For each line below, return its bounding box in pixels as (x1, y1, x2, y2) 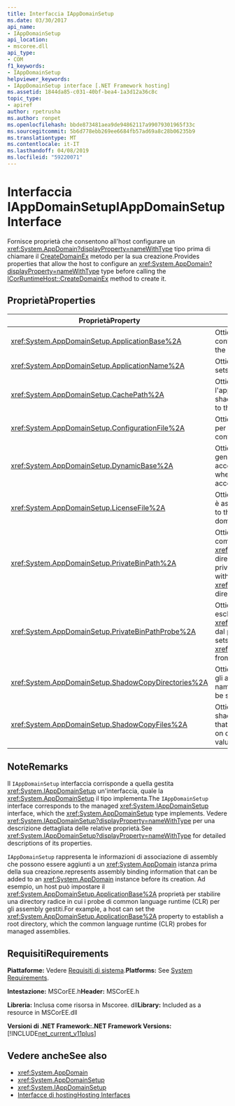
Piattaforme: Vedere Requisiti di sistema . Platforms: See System (7, 966, 193, 975)
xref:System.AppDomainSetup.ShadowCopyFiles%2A (10, 719, 187, 729)
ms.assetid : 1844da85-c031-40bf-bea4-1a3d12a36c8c (7, 88, 158, 95)
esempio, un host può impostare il (7, 882, 105, 891)
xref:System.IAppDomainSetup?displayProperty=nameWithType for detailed (7, 832, 226, 840)
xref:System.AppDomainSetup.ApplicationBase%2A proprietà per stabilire (7, 890, 221, 898)
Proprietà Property (78, 315, 141, 325)
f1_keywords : (7, 62, 45, 69)
